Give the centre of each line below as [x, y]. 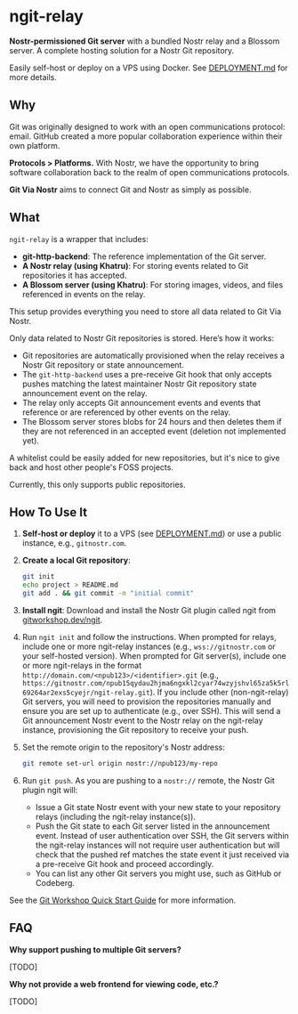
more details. [33, 77]
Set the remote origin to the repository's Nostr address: [123, 747]
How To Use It [48, 512]
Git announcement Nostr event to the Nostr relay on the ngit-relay [143, 720]
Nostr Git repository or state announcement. [103, 365]
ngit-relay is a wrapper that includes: [79, 239]
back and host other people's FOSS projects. [91, 467]
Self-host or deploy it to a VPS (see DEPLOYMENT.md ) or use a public [152, 534]
